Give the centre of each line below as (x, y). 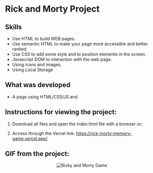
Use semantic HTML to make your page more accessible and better (80, 44)
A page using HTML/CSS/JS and (45, 96)
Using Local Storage (33, 70)
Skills (13, 27)
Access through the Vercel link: (44, 133)
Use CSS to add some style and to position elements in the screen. (79, 54)
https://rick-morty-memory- (104, 133)
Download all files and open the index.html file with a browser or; (77, 124)
